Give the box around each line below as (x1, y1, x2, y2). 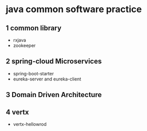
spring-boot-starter (13, 70, 54, 76)
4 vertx (6, 108, 29, 116)
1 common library (6, 24, 62, 32)
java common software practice (6, 4, 142, 15)
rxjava (13, 37, 26, 43)
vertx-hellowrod (13, 121, 47, 127)
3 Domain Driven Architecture (6, 91, 102, 99)
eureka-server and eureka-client (13, 76, 82, 82)
